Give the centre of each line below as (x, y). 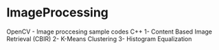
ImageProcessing (58, 13)
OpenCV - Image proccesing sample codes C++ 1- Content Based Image (109, 32)
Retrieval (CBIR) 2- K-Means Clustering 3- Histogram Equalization (99, 38)
